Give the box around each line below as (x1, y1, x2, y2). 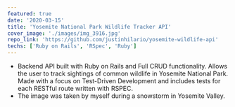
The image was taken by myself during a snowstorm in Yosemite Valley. (17, 92, 225, 100)
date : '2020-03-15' (7, 17, 65, 24)
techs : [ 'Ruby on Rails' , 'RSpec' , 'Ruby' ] (7, 43, 137, 50)
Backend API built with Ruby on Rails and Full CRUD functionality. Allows (17, 62, 227, 70)
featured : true (7, 10, 52, 17)
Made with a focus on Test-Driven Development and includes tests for (17, 77, 221, 85)
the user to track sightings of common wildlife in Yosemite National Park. (17, 69, 229, 78)
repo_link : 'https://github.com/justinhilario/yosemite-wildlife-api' (7, 36, 219, 43)
